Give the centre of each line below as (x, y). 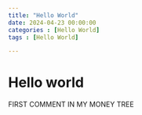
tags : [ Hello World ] (44, 37)
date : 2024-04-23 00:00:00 (52, 23)
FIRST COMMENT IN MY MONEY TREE (71, 104)
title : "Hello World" (44, 15)
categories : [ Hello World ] (54, 30)
